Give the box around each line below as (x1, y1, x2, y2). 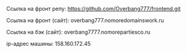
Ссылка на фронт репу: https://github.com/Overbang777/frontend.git (6, 5, 181, 12)
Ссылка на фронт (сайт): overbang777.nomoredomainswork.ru (6, 17, 165, 23)
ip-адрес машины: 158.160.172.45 (6, 40, 91, 47)
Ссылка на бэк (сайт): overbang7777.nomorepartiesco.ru (6, 28, 151, 36)
